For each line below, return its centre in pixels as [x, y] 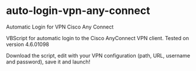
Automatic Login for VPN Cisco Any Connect [60, 27]
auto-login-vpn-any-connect [78, 11]
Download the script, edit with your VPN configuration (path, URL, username [98, 55]
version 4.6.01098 [28, 44]
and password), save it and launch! [48, 62]
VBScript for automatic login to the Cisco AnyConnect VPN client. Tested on [97, 38]
